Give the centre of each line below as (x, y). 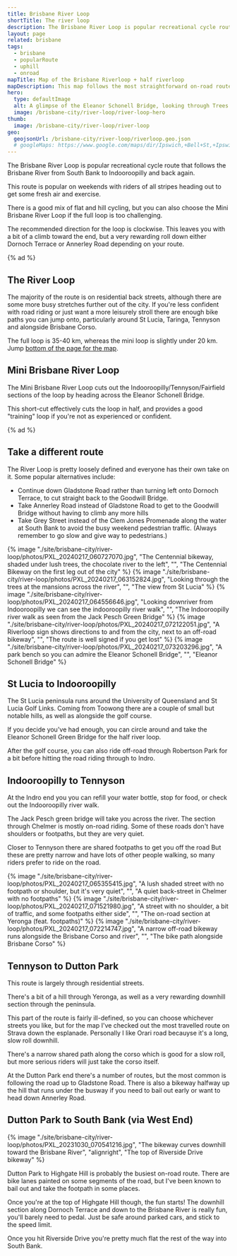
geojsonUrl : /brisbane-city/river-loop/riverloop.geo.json (102, 139)
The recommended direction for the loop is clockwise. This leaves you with (116, 229)
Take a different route (56, 452)
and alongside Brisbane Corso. (52, 327)
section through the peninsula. (52, 1004)
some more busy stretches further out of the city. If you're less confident (113, 304)
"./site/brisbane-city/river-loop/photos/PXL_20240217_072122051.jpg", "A (114, 624)
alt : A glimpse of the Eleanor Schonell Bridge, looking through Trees (121, 106)
